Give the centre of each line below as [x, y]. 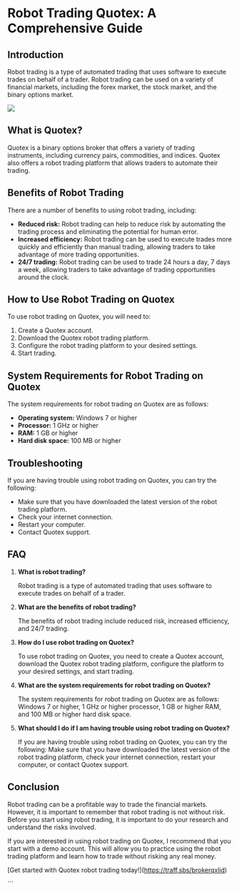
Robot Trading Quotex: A [82, 13]
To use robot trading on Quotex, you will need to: [79, 316]
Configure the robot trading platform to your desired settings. [108, 346]
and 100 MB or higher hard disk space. [75, 714]
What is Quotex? [45, 130]
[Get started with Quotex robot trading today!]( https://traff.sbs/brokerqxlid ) [117, 870]
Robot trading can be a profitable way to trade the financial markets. [108, 804]
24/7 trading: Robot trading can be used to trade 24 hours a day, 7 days [124, 261]
